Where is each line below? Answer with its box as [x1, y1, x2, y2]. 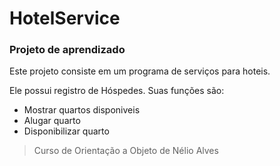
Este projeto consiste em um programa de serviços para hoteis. [9, 65, 271, 77]
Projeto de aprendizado [9, 43, 126, 57]
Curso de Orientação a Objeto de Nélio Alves [33, 145, 219, 157]
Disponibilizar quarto [23, 125, 110, 137]
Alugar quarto [23, 115, 81, 127]
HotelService [9, 7, 121, 30]
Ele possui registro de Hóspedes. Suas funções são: [9, 85, 225, 97]
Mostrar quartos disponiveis [23, 104, 141, 116]
